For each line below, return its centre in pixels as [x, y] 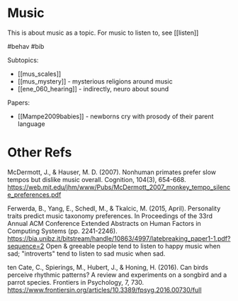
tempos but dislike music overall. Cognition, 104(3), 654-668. [97, 179]
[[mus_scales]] [39, 74]
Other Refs [40, 153]
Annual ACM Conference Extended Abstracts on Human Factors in [104, 223]
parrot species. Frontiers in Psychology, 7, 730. [76, 282]
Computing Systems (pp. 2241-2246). [63, 231]
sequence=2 [26, 246]
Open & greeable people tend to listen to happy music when [133, 246]
